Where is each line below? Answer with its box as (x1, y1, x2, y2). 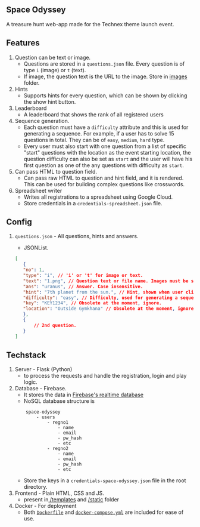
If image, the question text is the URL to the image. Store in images (23, 73, 187, 80)
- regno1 (46, 420, 68, 426)
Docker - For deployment (14, 503, 77, 510)
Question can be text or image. (14, 54, 91, 61)
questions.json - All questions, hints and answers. (14, 233, 139, 240)
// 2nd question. (33, 322, 77, 328)
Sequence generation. (14, 117, 70, 124)
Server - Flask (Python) (14, 366, 73, 373)
